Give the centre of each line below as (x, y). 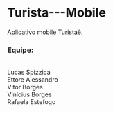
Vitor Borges (25, 87)
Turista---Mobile (56, 13)
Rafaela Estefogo (32, 102)
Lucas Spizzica (29, 72)
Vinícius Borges (29, 94)
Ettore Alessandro (33, 80)
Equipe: (20, 50)
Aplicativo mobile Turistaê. (45, 32)
